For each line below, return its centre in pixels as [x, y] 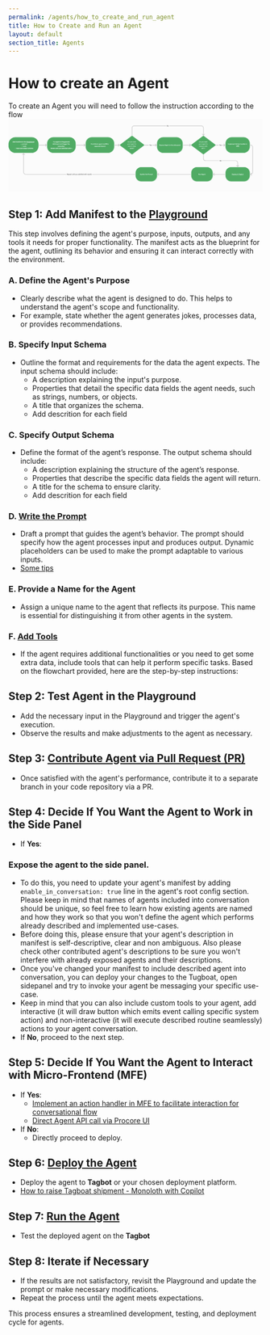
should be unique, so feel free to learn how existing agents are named [136, 908]
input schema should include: [69, 371]
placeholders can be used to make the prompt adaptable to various [131, 551]
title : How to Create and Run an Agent [75, 25]
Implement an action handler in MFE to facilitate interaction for [135, 1103]
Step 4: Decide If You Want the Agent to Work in [131, 812]
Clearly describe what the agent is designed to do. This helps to [126, 298]
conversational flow [65, 1112]
